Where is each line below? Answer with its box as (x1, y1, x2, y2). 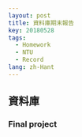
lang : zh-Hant (8, 63, 55, 71)
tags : (8, 33, 26, 42)
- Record (15, 56, 44, 64)
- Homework (15, 41, 51, 49)
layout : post (8, 11, 51, 20)
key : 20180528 (8, 26, 55, 34)
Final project (8, 119, 58, 130)
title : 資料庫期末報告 (8, 19, 75, 27)
